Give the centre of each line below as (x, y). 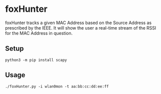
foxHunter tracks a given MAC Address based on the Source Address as (78, 23)
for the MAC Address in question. (39, 33)
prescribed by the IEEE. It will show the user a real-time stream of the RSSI (81, 28)
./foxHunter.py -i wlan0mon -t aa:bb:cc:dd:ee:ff (57, 86)
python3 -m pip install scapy (36, 60)
